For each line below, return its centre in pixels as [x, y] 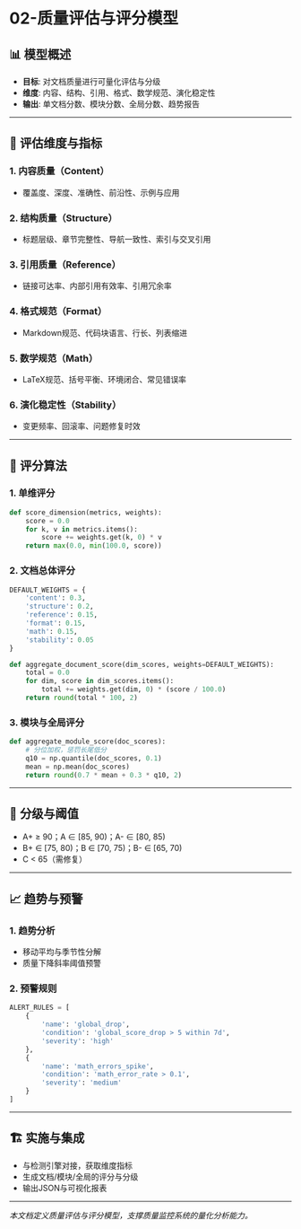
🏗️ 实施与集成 [47, 1138]
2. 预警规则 [33, 988]
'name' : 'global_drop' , [86, 1024]
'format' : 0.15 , [56, 623]
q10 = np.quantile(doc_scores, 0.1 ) [94, 758]
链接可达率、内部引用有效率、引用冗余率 [97, 286]
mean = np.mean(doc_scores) [77, 767]
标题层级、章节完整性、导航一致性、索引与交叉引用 [116, 239]
